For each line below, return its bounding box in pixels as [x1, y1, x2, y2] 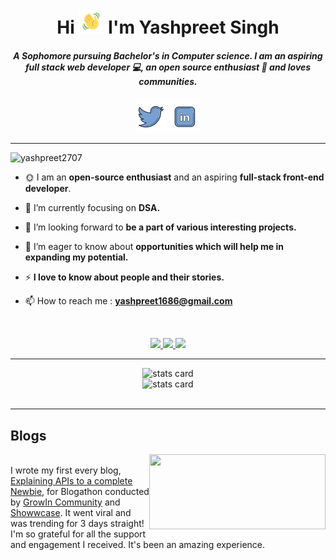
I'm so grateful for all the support [10, 528, 147, 540]
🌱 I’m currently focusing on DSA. [24, 202, 161, 214]
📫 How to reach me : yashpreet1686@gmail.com [24, 295, 233, 307]
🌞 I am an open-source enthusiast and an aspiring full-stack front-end [24, 171, 325, 183]
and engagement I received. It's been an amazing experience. [10, 538, 266, 550]
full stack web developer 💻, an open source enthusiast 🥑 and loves [24, 61, 312, 73]
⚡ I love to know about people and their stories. [24, 271, 225, 283]
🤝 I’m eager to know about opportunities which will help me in [24, 241, 285, 253]
